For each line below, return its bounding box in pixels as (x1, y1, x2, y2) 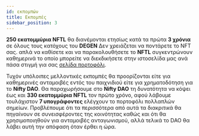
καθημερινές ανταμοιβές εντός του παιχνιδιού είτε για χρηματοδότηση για (6, 79, 193, 86)
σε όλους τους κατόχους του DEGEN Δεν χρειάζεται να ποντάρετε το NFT (6, 42, 191, 49)
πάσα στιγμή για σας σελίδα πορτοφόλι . (6, 61, 106, 68)
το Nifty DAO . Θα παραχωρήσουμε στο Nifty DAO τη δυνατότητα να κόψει (6, 86, 191, 93)
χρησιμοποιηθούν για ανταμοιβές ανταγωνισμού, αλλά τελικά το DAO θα (6, 117, 190, 124)
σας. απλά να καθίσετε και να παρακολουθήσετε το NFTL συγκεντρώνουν (6, 49, 193, 56)
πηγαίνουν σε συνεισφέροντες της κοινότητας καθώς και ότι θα (6, 110, 166, 118)
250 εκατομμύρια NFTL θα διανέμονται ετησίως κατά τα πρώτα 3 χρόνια (6, 36, 191, 43)
